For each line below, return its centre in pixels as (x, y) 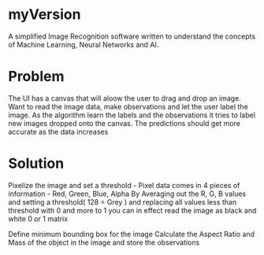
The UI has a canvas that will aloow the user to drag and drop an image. (125, 98)
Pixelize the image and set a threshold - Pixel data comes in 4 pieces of (124, 185)
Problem (36, 77)
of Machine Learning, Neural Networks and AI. (84, 44)
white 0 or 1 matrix (38, 219)
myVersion (45, 15)
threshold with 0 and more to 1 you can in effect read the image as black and (132, 210)
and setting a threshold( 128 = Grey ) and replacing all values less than (123, 201)
